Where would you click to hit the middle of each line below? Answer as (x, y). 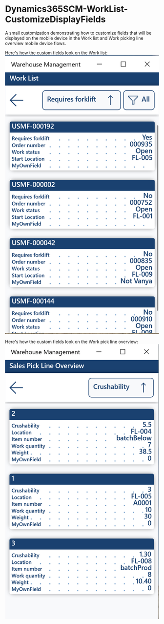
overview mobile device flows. (36, 43)
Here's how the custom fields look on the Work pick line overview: (72, 342)
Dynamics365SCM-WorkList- (67, 9)
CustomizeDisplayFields (55, 19)
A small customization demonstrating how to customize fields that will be (78, 33)
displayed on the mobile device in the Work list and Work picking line (74, 38)
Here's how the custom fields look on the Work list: (56, 53)
